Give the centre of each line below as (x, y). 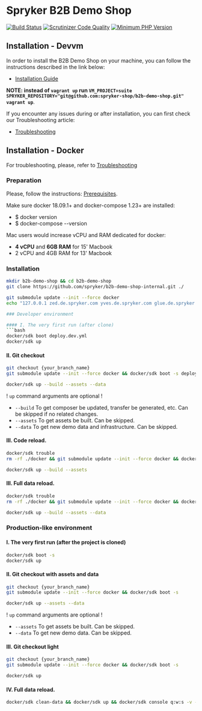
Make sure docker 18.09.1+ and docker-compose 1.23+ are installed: (91, 205)
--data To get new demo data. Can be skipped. (73, 633)
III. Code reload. (26, 440)
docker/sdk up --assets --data (45, 603)
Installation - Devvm (45, 46)
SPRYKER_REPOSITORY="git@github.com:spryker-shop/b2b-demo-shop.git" (95, 96)
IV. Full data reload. (31, 689)
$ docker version (36, 217)
